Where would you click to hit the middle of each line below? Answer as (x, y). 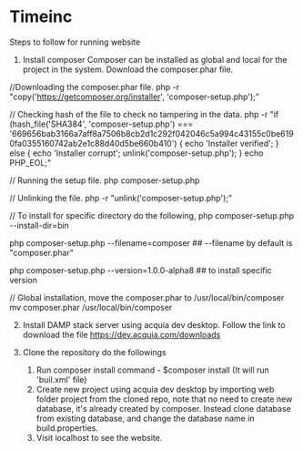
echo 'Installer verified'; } (232, 143)
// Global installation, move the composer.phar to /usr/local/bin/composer (147, 297)
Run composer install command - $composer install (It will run (153, 370)
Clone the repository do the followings (94, 352)
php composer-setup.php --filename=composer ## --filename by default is (151, 242)
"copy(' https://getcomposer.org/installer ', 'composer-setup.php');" (134, 97)
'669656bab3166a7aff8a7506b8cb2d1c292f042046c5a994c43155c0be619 (151, 133)
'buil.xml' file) (61, 379)
